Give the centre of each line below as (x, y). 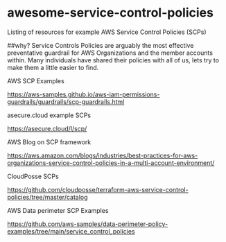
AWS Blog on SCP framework (49, 142)
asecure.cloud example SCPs (49, 115)
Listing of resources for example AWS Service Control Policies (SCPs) (107, 32)
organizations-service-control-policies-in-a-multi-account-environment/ (111, 163)
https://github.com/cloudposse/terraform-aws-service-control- (98, 189)
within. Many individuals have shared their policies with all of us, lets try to (113, 60)
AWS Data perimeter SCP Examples (58, 210)
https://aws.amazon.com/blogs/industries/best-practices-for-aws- (103, 155)
